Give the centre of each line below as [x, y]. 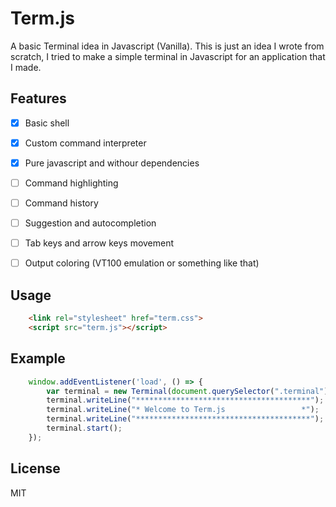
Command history [61, 203]
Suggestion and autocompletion [90, 223]
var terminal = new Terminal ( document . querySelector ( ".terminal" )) [189, 391]
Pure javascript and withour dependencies [112, 163]
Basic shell [47, 123]
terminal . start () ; [84, 428]
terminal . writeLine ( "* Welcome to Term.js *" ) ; [183, 410]
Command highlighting [71, 183]
